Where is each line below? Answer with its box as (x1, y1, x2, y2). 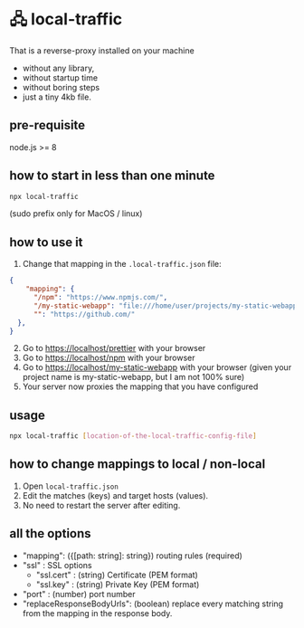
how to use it (9, 234, 83, 250)
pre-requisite (9, 118, 86, 133)
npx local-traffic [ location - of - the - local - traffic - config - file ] (9, 432, 257, 441)
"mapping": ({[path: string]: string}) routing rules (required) (22, 550, 242, 561)
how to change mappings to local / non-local (9, 456, 266, 472)
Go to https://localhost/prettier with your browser (22, 343, 206, 354)
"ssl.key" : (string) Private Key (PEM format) (35, 578, 200, 590)
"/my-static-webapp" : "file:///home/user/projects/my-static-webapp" (33, 301, 301, 310)
